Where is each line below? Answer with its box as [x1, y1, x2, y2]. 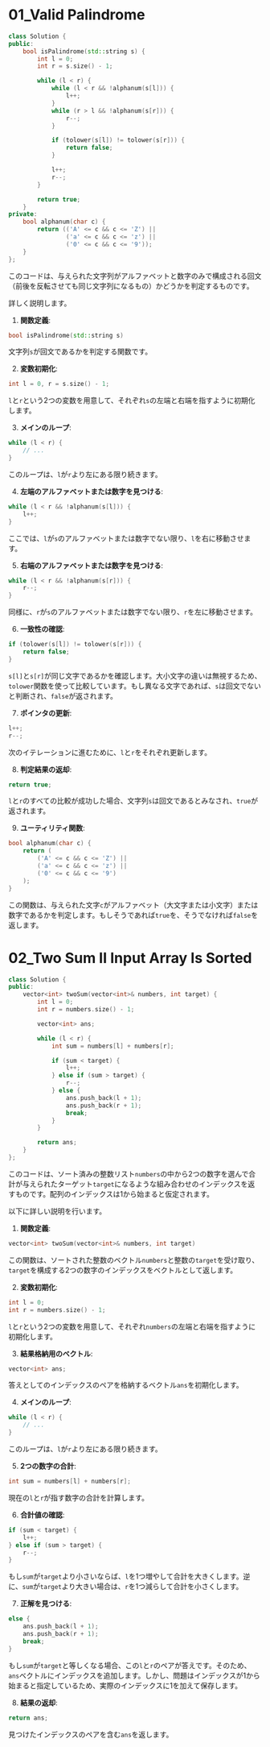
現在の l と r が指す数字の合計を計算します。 [8, 1492, 149, 1502]
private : [8, 210, 38, 218]
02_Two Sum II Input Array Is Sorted [8, 948, 252, 967]
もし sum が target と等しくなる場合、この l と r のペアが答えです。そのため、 [8, 1660, 252, 1670]
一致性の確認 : [19, 625, 65, 634]
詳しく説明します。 [8, 298, 72, 308]
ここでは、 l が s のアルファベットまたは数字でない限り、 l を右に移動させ [8, 533, 244, 543]
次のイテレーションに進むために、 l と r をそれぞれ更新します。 [8, 747, 211, 757]
